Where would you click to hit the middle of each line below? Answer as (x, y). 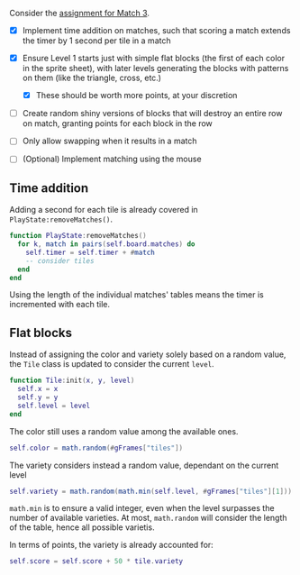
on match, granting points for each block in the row (118, 123)
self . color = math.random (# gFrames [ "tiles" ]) (96, 448)
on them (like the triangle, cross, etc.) (92, 78)
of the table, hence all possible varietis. (82, 527)
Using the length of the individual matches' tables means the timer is (136, 295)
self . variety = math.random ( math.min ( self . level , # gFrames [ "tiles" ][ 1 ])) (151, 491)
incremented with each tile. (60, 305)
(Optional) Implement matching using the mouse (112, 159)
